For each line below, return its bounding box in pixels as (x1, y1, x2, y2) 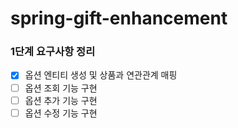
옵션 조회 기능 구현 (24, 82, 98, 94)
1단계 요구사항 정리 (10, 45, 96, 59)
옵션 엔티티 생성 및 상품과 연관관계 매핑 (24, 69, 178, 81)
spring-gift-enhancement (10, 7, 228, 30)
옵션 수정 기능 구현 (24, 107, 98, 119)
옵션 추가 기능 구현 (24, 94, 98, 106)
